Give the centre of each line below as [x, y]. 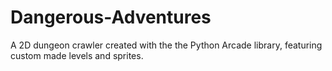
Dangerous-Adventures [111, 17]
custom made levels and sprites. [77, 55]
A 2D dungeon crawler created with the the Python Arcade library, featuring [166, 45]
